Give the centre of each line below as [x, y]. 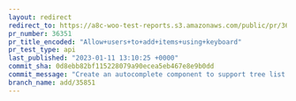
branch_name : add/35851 [52, 83]
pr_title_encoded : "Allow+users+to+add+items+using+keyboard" [125, 42]
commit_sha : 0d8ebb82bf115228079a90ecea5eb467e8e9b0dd [111, 67]
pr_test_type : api [42, 50]
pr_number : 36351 [40, 33]
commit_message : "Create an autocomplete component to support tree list [147, 75]
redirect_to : [32, 25]
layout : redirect [40, 17]
